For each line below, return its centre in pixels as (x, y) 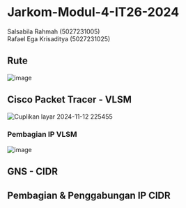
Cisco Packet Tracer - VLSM (70, 99)
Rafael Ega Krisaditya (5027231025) (59, 38)
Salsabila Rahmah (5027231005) (54, 31)
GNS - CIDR (32, 172)
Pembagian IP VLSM (42, 135)
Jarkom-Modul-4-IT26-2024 (93, 12)
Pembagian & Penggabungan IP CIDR (89, 195)
